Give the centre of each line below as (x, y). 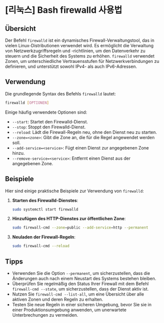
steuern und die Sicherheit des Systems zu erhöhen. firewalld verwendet (80, 56)
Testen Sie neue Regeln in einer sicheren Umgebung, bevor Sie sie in (82, 304)
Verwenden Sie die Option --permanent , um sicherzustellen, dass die (81, 273)
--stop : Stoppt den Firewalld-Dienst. (49, 127)
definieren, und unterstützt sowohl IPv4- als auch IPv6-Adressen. (71, 66)
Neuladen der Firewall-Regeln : (44, 237)
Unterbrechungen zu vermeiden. (45, 315)
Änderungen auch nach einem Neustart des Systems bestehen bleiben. (84, 278)
